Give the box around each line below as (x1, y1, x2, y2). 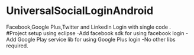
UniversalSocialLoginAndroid (6, 4, 154, 18)
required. (6, 42, 28, 49)
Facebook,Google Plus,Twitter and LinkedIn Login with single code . (6, 23, 172, 30)
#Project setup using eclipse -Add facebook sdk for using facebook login (6, 29, 185, 36)
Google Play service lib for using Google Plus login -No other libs (17, 36, 176, 43)
